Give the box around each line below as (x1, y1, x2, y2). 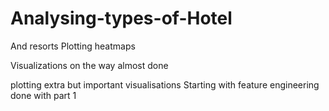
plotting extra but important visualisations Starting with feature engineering (10, 78, 320, 91)
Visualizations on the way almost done (10, 59, 169, 71)
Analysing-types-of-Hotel (10, 7, 233, 30)
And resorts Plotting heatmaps (10, 40, 136, 52)
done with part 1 (10, 89, 77, 101)
